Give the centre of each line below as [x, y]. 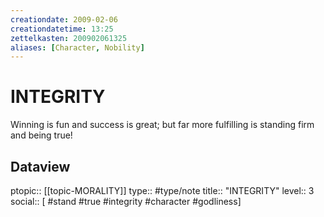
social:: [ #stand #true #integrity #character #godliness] [126, 201]
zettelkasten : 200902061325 [69, 38]
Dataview [40, 166]
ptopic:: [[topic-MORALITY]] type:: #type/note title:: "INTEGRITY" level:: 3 [162, 190]
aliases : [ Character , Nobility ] [77, 47]
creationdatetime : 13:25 [62, 29]
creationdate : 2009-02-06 [64, 19]
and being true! [41, 135]
